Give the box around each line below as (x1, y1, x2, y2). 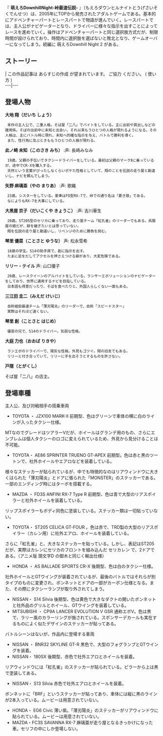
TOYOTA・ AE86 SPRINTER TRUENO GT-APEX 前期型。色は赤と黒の (12, 452, 150, 458)
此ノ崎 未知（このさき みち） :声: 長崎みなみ (5, 147, 93, 153)
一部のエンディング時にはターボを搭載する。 (5, 481, 95, 487)
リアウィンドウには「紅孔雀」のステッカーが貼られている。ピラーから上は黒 (5, 664, 159, 670)
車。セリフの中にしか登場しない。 (12, 726, 81, 732)
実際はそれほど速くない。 (7, 309, 51, 314)
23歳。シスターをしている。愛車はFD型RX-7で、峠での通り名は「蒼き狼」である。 (7, 193, 147, 198)
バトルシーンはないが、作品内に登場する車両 (5, 631, 95, 637)
